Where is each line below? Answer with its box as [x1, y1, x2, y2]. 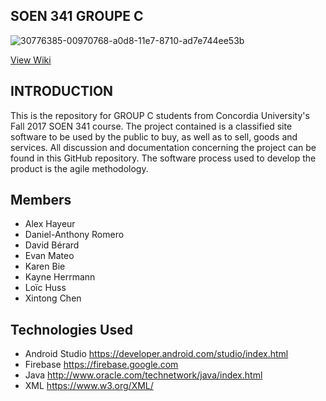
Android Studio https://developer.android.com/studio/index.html [24, 348, 289, 360]
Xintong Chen [24, 292, 82, 304]
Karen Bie [24, 260, 66, 273]
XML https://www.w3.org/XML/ [24, 380, 154, 392]
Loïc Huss [24, 282, 67, 294]
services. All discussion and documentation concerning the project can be [10, 141, 317, 153]
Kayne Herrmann [24, 271, 96, 283]
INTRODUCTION [10, 83, 114, 100]
